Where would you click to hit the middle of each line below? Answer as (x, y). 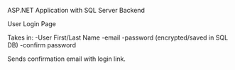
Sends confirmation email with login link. (67, 59)
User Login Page (32, 24)
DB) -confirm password (42, 45)
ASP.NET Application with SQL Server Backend (76, 10)
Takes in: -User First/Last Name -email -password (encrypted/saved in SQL (118, 37)
